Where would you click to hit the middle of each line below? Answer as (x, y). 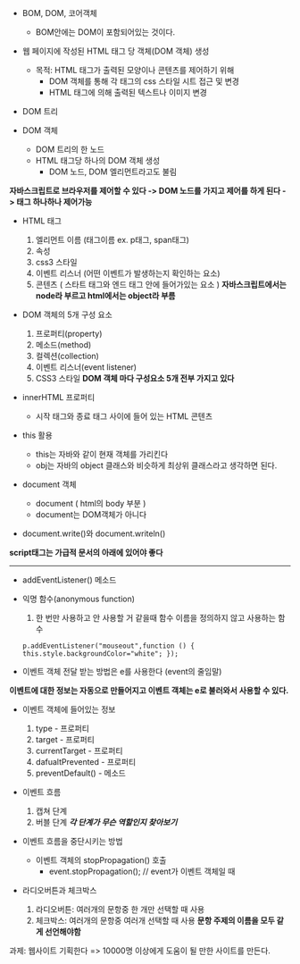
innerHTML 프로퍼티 (58, 397)
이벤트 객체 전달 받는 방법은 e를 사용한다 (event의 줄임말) (122, 671)
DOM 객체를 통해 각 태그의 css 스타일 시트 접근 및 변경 (144, 81)
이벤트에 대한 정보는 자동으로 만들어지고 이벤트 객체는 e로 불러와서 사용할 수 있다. (149, 690)
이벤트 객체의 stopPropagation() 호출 (101, 860)
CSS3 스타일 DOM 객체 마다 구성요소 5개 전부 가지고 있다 (135, 378)
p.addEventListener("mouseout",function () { (108, 646)
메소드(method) (63, 345)
